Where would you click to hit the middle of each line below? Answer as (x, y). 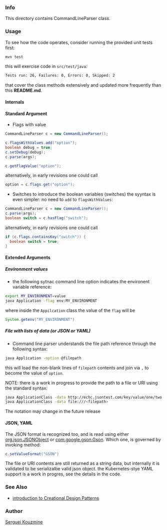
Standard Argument (26, 113)
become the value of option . (34, 373)
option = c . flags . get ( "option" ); (40, 185)
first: (10, 48)
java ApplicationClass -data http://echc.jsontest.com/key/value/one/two (84, 397)
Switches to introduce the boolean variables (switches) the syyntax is (84, 194)
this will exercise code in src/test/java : (46, 66)
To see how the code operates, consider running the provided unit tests (79, 42)
